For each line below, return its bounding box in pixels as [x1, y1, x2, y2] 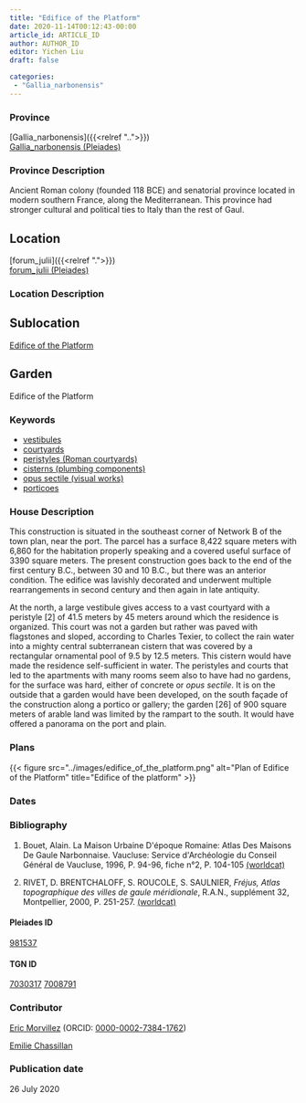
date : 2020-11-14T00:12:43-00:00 [9, 22, 137, 31]
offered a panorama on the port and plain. [9, 719, 167, 730]
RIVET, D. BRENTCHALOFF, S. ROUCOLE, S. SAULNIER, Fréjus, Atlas [22, 877, 280, 888]
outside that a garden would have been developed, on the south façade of [9, 689, 289, 700]
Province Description [9, 163, 105, 176]
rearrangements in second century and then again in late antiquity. [9, 584, 260, 595]
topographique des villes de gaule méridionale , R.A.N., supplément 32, [22, 887, 290, 898]
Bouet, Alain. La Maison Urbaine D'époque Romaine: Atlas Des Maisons [22, 839, 292, 850]
